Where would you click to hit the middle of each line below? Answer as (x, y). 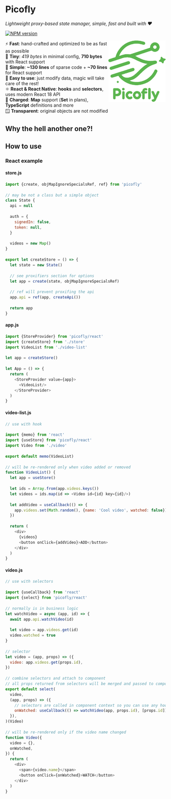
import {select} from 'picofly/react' (46, 598)
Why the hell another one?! (49, 129)
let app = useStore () (33, 478)
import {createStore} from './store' (45, 342)
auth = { (19, 217)
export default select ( (31, 689)
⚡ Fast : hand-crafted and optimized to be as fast (56, 43)
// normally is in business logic (42, 608)
